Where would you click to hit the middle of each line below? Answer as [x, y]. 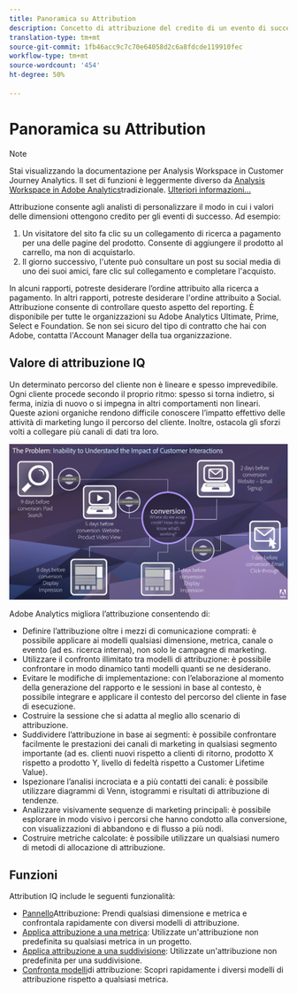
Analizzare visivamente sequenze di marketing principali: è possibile [146, 810]
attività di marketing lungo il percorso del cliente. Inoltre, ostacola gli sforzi [145, 422]
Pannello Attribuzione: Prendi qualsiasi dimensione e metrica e [134, 913]
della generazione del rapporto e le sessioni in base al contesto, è [142, 687]
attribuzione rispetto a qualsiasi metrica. [95, 980]
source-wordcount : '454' [55, 66]
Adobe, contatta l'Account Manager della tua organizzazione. [121, 335]
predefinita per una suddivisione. [82, 960]
